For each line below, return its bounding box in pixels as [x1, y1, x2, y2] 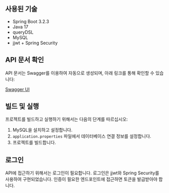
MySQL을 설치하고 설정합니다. [12, 127, 73, 133]
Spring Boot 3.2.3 [12, 18, 49, 24]
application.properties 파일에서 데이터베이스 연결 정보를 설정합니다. [12, 133, 151, 139]
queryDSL [12, 29, 34, 35]
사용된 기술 [5, 5, 38, 14]
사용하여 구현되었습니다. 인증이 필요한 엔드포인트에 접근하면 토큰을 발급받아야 [5, 176, 158, 182]
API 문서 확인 [5, 56, 44, 64]
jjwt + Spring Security [12, 40, 58, 46]
